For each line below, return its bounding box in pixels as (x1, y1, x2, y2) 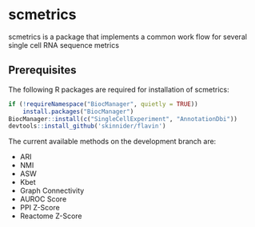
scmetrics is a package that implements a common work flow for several (8, 32, 248, 41)
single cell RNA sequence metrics (8, 40, 120, 49)
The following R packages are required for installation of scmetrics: (8, 84, 229, 94)
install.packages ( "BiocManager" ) (22, 108, 134, 115)
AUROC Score (19, 194, 67, 204)
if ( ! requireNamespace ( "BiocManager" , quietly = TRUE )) (8, 100, 198, 108)
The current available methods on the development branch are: (8, 137, 217, 147)
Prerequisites (8, 64, 77, 77)
